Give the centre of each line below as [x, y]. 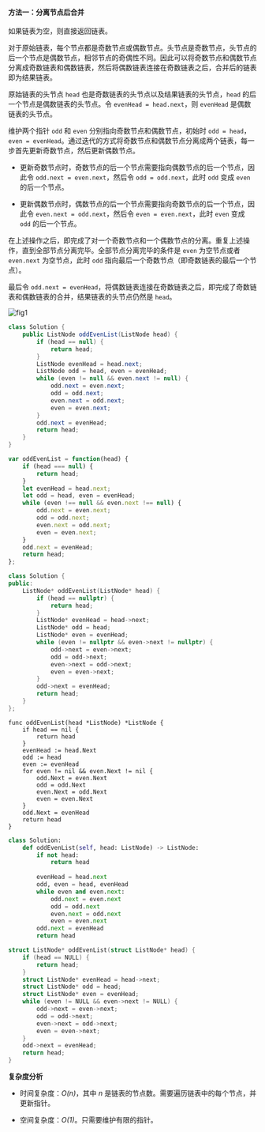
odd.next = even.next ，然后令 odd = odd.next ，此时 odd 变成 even [143, 177]
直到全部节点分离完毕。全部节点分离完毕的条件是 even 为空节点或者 [131, 251]
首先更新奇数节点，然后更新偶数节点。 [77, 151]
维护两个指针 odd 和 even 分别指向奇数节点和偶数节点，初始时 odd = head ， [129, 131]
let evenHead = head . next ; [67, 489]
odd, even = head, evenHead [82, 885]
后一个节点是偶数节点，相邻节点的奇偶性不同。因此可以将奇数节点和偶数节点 [132, 58]
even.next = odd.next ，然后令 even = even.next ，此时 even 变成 [140, 214]
